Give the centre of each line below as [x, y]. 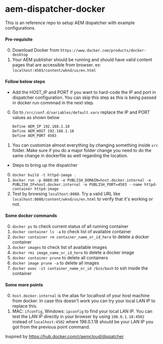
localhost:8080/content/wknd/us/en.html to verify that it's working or [82, 199]
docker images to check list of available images [59, 248]
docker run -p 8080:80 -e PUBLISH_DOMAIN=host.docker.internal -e [81, 180]
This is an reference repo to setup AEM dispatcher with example [70, 23]
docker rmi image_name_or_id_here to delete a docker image [73, 252]
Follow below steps [25, 81]
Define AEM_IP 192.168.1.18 [41, 126]
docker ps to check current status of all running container [70, 226]
